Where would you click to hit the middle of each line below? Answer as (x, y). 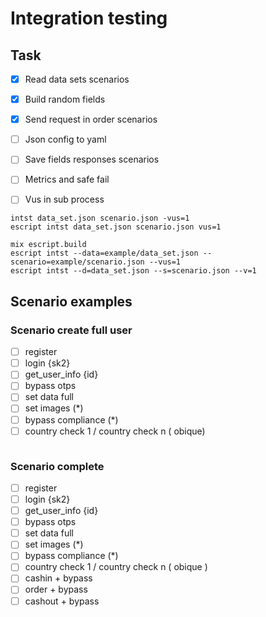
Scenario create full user (71, 330)
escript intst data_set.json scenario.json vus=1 (116, 227)
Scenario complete (57, 466)
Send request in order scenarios (91, 119)
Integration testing (89, 18)
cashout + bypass (62, 601)
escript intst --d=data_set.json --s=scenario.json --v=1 (133, 271)
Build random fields (65, 99)
